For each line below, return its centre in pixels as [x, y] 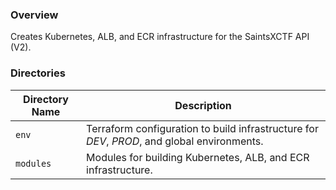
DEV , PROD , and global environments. [175, 141]
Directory [46, 99]
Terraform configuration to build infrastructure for [202, 128]
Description [203, 105]
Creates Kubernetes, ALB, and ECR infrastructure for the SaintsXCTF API [160, 37]
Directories [38, 73]
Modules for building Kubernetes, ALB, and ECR [198, 157]
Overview [34, 15]
